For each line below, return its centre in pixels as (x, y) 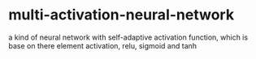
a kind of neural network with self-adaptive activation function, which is (128, 37)
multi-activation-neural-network (121, 15)
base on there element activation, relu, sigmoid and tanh (103, 45)
